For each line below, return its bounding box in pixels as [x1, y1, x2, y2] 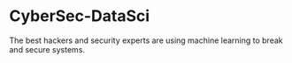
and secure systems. [9, 44, 86, 54]
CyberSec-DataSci [9, 6, 150, 26]
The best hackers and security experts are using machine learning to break [9, 35, 283, 45]
